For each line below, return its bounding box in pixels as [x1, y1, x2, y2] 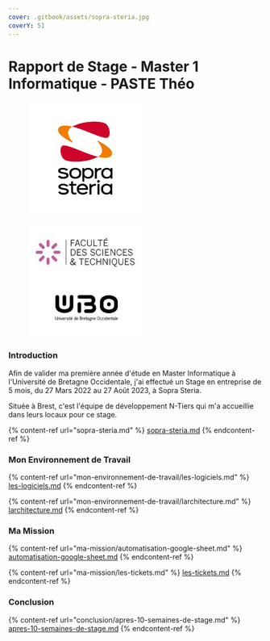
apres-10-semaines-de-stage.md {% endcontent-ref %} [8, 623, 195, 633]
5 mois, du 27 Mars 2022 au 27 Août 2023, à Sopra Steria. [8, 385, 201, 395]
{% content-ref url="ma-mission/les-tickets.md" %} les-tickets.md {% [8, 568, 242, 577]
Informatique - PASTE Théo [8, 74, 195, 93]
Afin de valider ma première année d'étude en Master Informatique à [8, 368, 236, 378]
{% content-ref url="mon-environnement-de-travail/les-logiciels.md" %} [8, 472, 250, 482]
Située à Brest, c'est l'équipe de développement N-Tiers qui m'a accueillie [8, 400, 254, 411]
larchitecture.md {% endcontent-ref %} [8, 505, 139, 515]
